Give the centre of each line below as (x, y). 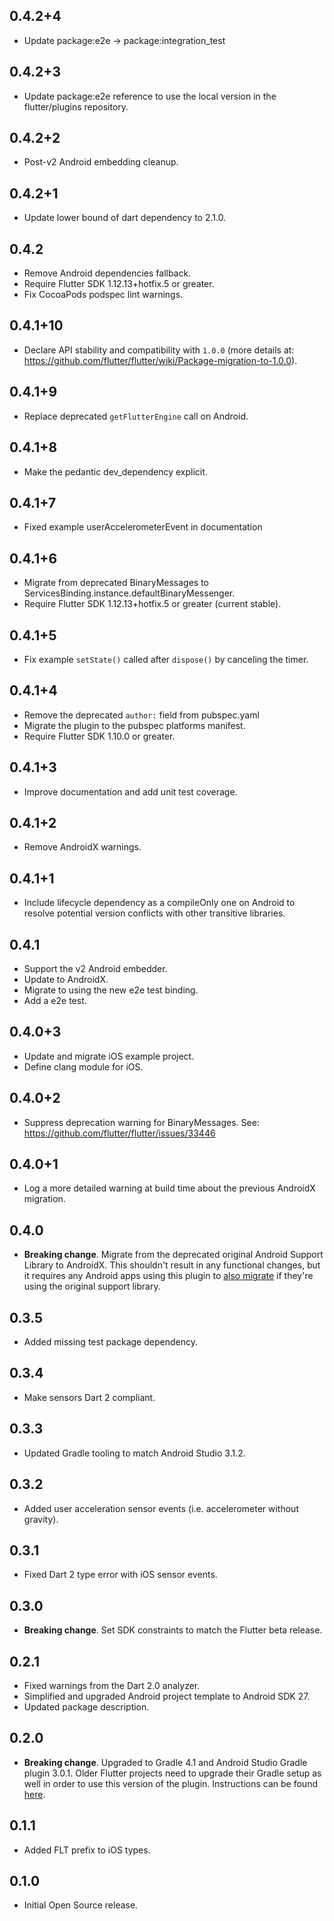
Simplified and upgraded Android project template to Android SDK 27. (167, 1696)
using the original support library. (92, 1286)
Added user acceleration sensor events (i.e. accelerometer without (161, 1508)
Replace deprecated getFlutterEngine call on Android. (136, 416)
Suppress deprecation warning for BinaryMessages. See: (141, 1122)
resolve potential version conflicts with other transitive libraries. (154, 913)
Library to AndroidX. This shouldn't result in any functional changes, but (172, 1265)
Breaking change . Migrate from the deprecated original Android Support (173, 1255)
